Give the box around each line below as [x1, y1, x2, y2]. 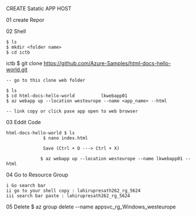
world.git [6, 66, 28, 73]
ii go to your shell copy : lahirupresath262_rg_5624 [6, 188, 141, 194]
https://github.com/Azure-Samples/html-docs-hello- [44, 60, 171, 67]
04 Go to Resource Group [6, 171, 69, 178]
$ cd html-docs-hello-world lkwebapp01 [6, 93, 128, 99]
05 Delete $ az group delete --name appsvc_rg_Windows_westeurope [6, 203, 176, 210]
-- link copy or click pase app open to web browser [6, 108, 138, 114]
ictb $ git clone [6, 60, 43, 67]
